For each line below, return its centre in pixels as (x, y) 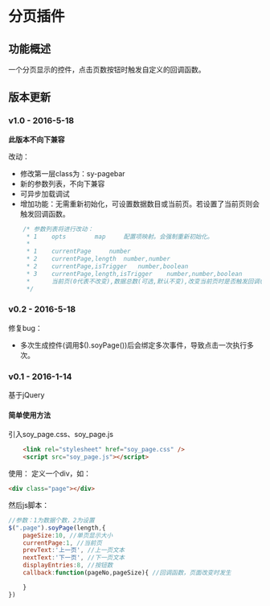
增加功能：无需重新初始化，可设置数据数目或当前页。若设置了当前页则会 (139, 204)
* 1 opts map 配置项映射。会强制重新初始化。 (120, 237)
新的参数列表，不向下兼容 (62, 183)
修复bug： (25, 328)
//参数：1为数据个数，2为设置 (51, 520)
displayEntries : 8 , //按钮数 (68, 565)
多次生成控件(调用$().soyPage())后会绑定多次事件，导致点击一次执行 (133, 345)
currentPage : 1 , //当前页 (63, 543)
